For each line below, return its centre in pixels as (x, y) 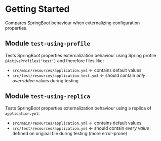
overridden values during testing (45, 80)
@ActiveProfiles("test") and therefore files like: (55, 61)
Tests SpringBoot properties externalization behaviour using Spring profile (81, 55)
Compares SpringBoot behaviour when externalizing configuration (73, 23)
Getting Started (38, 9)
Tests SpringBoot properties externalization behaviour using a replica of (78, 108)
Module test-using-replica (48, 96)
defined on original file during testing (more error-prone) (70, 133)
